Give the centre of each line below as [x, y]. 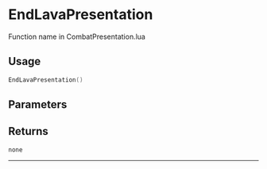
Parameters [38, 105]
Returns [29, 131]
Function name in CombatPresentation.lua [77, 36]
